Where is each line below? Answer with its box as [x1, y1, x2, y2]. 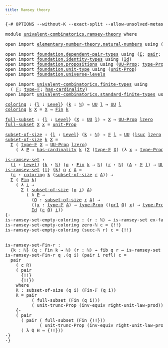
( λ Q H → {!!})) [20, 327, 63, 333]
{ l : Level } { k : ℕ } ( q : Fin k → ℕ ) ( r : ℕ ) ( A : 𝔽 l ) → [10, 162, 156, 167]
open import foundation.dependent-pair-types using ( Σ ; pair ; [5, 51, 161, 57]
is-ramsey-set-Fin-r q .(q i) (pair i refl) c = [5, 252, 126, 258]
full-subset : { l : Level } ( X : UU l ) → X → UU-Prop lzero [5, 117, 153, 122]
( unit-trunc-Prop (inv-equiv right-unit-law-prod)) [31, 302, 163, 308]
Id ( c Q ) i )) [31, 207, 63, 212]
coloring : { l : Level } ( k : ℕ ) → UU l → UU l [5, 101, 121, 107]
